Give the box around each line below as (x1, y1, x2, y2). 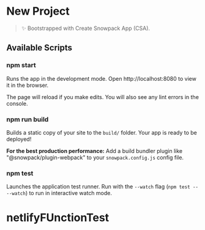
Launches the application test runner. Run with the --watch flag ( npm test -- (6, 183, 199, 190)
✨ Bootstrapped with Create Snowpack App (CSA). (21, 24, 151, 32)
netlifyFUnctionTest (6, 211, 110, 224)
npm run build (6, 115, 49, 124)
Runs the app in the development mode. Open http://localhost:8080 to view (6, 75, 197, 82)
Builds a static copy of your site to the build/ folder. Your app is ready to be (6, 128, 197, 136)
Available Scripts (6, 43, 72, 53)
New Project (6, 4, 70, 18)
